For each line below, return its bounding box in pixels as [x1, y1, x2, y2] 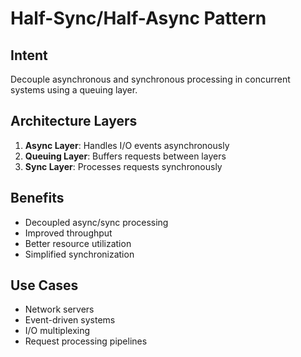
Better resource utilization [24, 237, 132, 249]
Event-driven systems [24, 314, 116, 326]
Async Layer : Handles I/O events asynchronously [24, 139, 230, 151]
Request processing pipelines [24, 335, 148, 347]
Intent [10, 47, 48, 64]
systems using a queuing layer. [10, 84, 138, 96]
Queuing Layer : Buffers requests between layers [24, 150, 227, 162]
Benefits [10, 190, 65, 207]
